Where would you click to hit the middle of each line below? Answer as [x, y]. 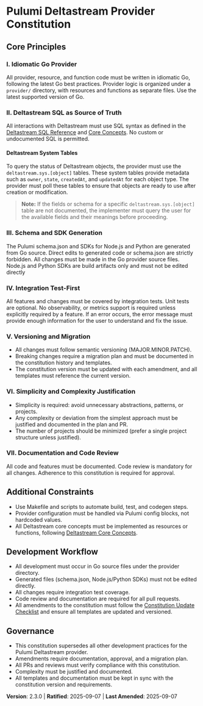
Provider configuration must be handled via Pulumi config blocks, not [102, 513]
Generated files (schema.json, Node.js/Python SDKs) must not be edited [106, 579]
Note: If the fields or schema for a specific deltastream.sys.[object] [108, 204]
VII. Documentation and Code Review [62, 453]
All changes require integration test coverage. [73, 593]
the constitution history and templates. [63, 363]
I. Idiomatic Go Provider [42, 64]
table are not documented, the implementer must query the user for [106, 211]
